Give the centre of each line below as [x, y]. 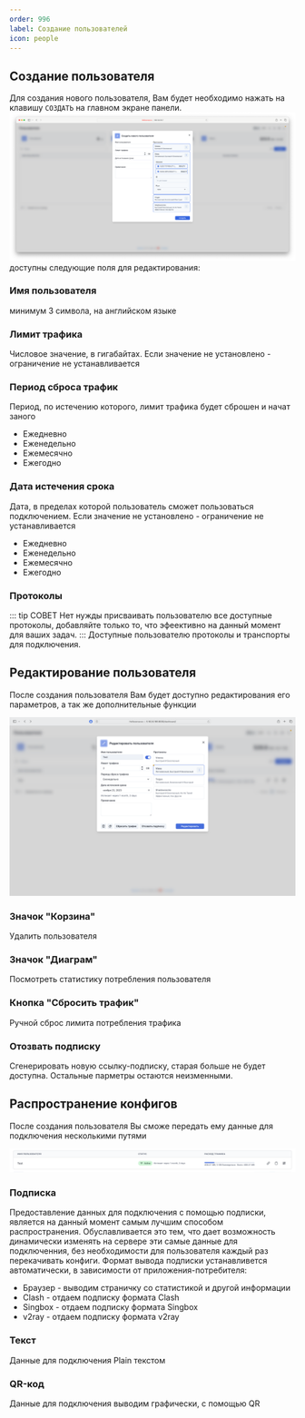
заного [23, 417]
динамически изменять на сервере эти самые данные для [124, 1241]
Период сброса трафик [64, 388]
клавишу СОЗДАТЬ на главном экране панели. [96, 108]
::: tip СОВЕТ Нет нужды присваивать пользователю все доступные [141, 615]
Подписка [33, 1193]
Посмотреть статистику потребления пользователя [110, 980]
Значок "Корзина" [53, 916]
